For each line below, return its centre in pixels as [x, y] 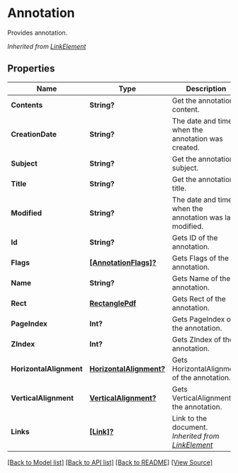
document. [190, 427]
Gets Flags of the [200, 258]
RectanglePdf [113, 303]
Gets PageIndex [198, 319]
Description [206, 89]
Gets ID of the [195, 237]
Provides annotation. [38, 33]
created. [186, 147]
